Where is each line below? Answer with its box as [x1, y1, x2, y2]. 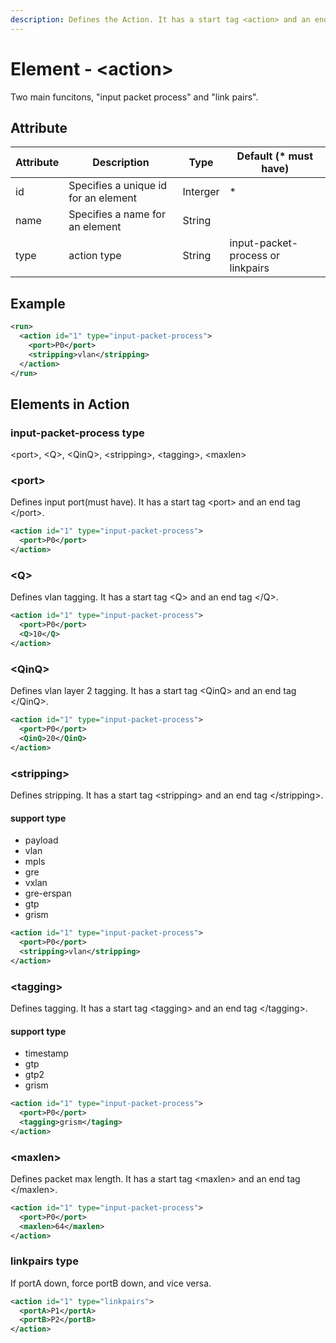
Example [10, 295, 66, 312]
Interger [182, 185, 220, 199]
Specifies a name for [68, 207, 166, 221]
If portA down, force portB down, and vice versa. [10, 1277, 212, 1289]
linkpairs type [10, 1254, 79, 1268]
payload [24, 834, 59, 846]
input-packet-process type [10, 426, 145, 440]
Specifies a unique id [68, 179, 168, 193]
